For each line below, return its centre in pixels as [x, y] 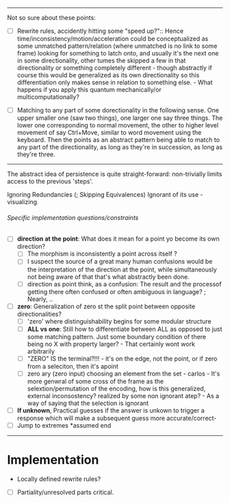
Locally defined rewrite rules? [59, 479]
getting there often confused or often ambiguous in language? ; [117, 291]
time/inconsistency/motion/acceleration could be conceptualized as [113, 39]
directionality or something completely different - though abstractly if [114, 68]
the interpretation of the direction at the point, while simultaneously [122, 269]
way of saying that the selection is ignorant [88, 403]
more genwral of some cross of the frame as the [95, 381]
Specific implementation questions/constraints [73, 217]
